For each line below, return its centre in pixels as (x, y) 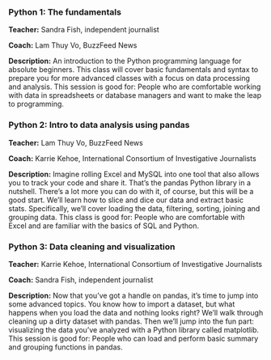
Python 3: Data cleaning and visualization (92, 247)
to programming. (36, 104)
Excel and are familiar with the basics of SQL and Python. (104, 226)
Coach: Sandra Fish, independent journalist (81, 280)
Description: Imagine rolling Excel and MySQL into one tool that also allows (134, 174)
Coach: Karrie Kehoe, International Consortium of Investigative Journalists (132, 158)
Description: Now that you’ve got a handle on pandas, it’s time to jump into (133, 295)
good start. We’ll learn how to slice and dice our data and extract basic (126, 200)
